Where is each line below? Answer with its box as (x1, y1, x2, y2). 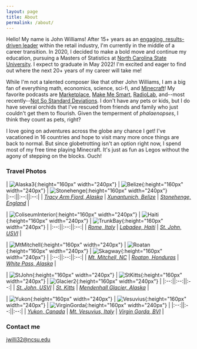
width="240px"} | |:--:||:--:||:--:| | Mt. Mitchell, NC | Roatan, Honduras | (6, 253, 179, 261)
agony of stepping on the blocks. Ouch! (6, 153, 102, 160)
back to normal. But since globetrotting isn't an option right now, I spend (6, 140, 181, 147)
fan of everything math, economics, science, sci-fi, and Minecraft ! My (6, 85, 175, 92)
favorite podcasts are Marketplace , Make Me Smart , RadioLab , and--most (6, 91, 185, 98)
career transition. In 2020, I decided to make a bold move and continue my (6, 48, 187, 55)
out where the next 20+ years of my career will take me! (6, 67, 142, 74)
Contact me (6, 322, 41, 331)
